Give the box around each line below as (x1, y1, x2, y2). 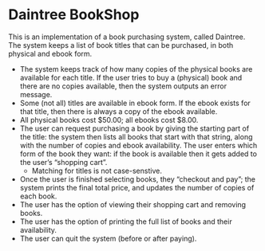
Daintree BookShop (8, 6, 140, 24)
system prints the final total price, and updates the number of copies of (19, 182, 255, 192)
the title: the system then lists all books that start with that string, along (19, 131, 253, 141)
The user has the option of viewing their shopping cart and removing (19, 199, 246, 209)
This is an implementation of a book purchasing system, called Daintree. (8, 32, 246, 41)
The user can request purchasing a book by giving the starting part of (19, 124, 250, 133)
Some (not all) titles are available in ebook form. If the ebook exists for (19, 98, 251, 108)
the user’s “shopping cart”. (19, 157, 108, 167)
